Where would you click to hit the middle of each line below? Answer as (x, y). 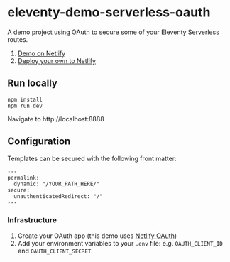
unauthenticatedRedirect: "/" (58, 196)
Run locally (33, 83)
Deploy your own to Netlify (57, 60)
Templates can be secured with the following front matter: (92, 158)
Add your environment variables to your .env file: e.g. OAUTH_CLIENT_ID (120, 243)
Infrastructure (32, 220)
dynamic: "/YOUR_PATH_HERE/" (57, 184)
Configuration (39, 142)
